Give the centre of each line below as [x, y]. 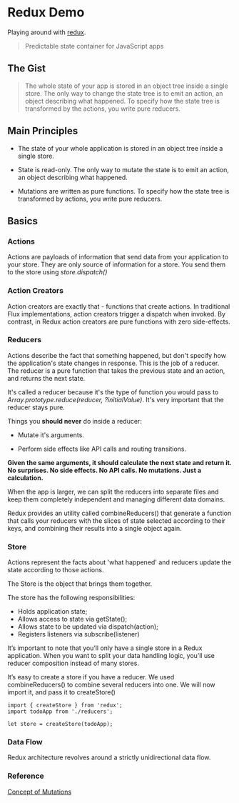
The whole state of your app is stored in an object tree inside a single [126, 86]
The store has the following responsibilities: [71, 598]
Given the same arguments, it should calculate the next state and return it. [119, 462]
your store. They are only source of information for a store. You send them [117, 264]
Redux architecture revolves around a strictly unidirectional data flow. [109, 757]
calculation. [26, 478]
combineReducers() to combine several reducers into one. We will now [111, 685]
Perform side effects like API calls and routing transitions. [102, 449]
